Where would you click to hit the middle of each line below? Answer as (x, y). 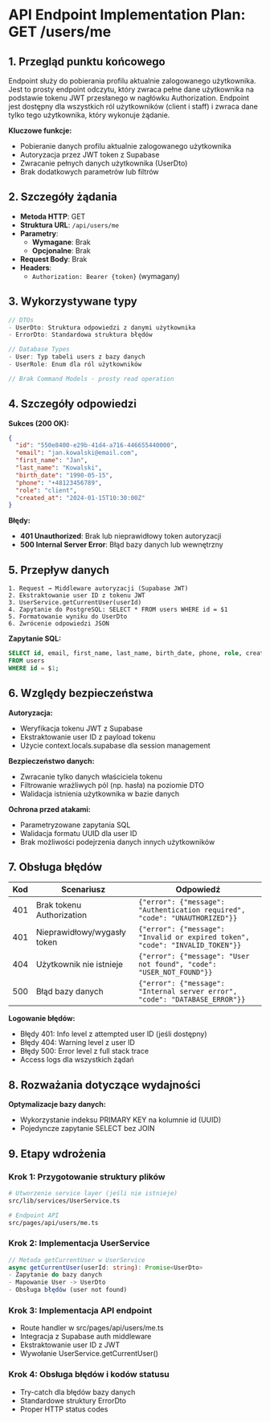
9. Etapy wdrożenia (57, 1154)
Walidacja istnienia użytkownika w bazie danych (100, 793)
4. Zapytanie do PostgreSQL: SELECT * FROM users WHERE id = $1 (118, 610)
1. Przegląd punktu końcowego (87, 61)
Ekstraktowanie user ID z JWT (70, 1345)
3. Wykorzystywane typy (73, 302)
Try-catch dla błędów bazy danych (78, 1391)
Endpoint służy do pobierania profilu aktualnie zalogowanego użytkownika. (132, 81)
